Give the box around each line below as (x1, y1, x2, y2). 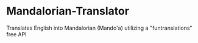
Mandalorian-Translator (6, 4, 130, 18)
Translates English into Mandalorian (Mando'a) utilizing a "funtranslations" (6, 24, 193, 31)
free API (6, 30, 27, 38)
